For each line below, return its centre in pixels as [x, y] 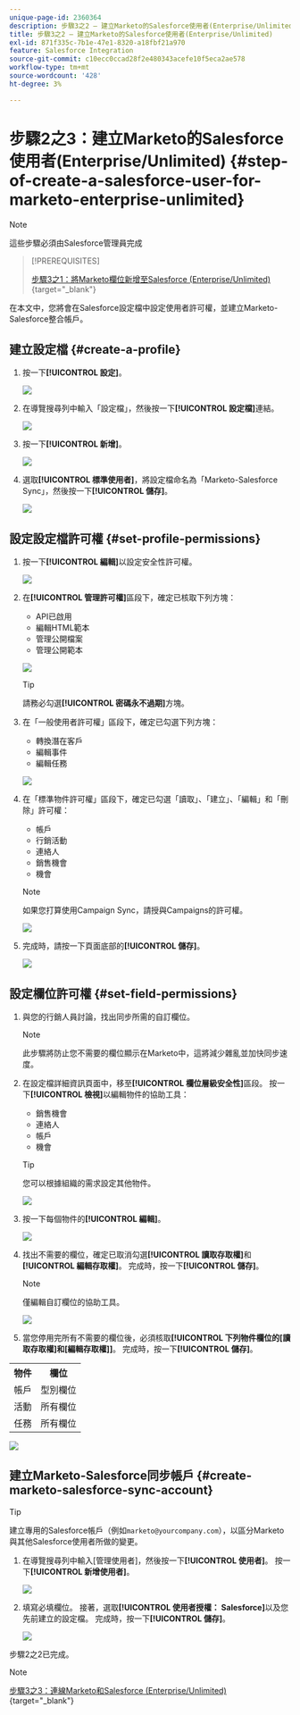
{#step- [258, 161]
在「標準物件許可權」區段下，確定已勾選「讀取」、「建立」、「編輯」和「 [151, 799]
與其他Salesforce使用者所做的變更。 [76, 1541]
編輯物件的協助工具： [150, 1094]
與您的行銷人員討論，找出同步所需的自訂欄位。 [108, 1016]
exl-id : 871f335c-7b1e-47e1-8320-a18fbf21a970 [97, 42]
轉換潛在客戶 [59, 741]
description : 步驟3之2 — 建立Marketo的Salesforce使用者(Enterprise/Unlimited [151, 26]
